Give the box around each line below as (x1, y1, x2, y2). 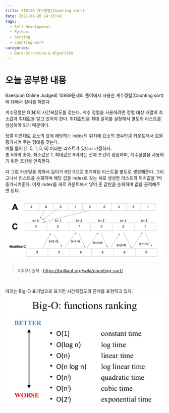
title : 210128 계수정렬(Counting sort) (5, 8, 85, 13)
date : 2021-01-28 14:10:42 (5, 13, 62, 19)
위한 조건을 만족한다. (10, 158, 51, 164)
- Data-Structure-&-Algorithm (10, 50, 73, 55)
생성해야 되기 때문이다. (5, 122, 50, 128)
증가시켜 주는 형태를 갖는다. (5, 139, 60, 145)
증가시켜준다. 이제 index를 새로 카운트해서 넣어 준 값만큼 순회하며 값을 (5, 181, 143, 187)
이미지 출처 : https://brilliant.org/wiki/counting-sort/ (17, 267, 123, 273)
